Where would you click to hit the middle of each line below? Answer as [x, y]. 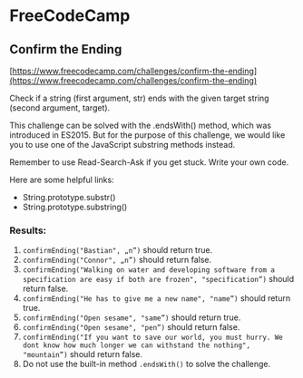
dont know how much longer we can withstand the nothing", [137, 345]
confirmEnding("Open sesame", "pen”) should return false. [131, 327]
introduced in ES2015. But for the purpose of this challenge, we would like [147, 135]
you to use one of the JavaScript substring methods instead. [122, 145]
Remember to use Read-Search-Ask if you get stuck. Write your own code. [149, 162]
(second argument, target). [60, 108]
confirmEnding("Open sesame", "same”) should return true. [132, 317]
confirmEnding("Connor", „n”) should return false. [117, 260]
